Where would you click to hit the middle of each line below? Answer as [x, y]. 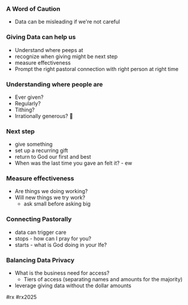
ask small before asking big [57, 204]
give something [34, 145]
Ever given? [29, 97]
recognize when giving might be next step [66, 56]
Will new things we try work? [50, 198]
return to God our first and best [53, 157]
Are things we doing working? [51, 191]
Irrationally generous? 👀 [44, 116]
